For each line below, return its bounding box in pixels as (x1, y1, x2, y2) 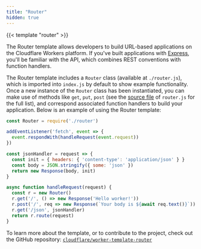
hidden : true (6, 15, 39, 21)
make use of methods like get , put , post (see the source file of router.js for (6, 93, 195, 101)
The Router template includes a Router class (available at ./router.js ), (6, 74, 182, 81)
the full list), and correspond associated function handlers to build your (6, 99, 183, 107)
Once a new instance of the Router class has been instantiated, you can (6, 87, 185, 94)
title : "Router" (6, 8, 47, 15)
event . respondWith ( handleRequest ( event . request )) (11, 134, 139, 141)
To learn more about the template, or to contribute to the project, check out (6, 229, 193, 236)
